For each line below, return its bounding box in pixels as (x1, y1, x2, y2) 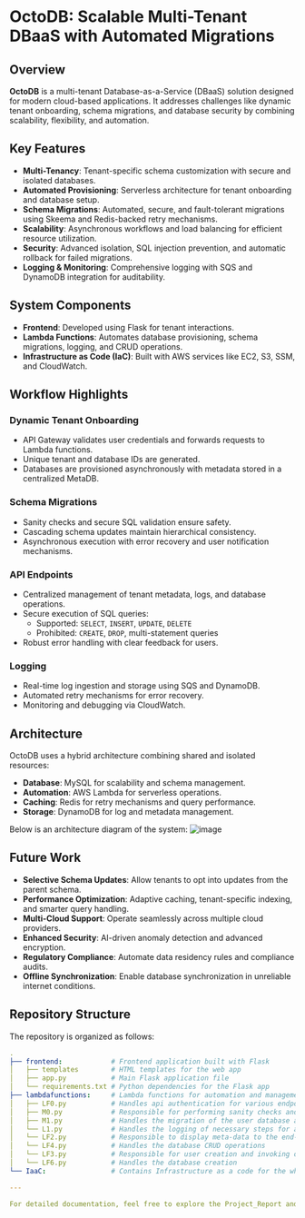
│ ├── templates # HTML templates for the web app (9, 1065, 242, 1074)
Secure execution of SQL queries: (22, 608, 149, 619)
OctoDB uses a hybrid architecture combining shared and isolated (9, 750, 256, 761)
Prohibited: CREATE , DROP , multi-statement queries (35, 627, 219, 638)
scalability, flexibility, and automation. (9, 115, 150, 125)
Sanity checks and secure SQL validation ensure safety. (22, 516, 231, 528)
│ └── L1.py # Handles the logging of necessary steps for (9, 1124, 290, 1134)
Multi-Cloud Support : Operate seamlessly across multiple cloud (22, 913, 264, 924)
